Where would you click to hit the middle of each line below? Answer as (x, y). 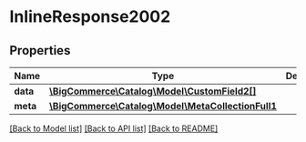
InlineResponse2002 (90, 17)
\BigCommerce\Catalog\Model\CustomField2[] (153, 91)
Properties (40, 51)
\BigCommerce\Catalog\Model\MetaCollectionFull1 (163, 106)
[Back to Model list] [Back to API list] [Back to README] (114, 128)
